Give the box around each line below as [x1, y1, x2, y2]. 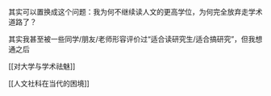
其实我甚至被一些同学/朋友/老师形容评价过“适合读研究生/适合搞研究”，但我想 [8, 35, 263, 44]
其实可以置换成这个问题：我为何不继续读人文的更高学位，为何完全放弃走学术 [8, 7, 263, 16]
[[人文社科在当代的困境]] [8, 79, 90, 88]
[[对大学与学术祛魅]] [8, 61, 76, 71]
